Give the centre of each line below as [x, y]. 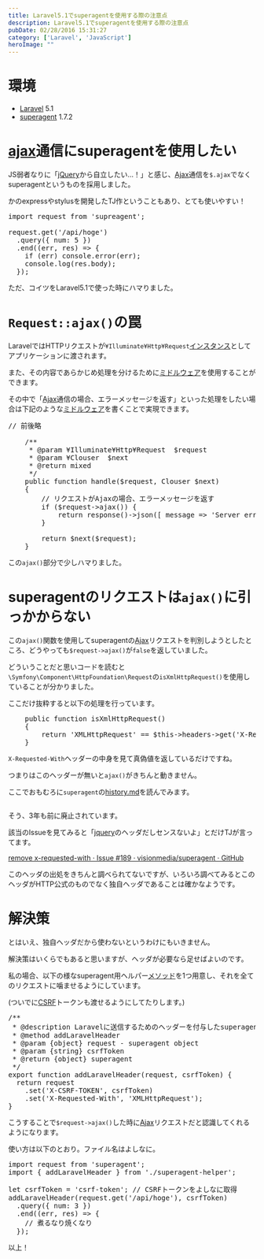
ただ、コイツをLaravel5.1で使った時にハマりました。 [93, 288]
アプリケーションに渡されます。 [60, 355]
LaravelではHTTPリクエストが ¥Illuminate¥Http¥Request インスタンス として [130, 345]
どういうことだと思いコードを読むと [67, 667]
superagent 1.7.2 [46, 117]
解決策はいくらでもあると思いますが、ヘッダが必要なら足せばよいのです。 [128, 959]
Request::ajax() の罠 [75, 323]
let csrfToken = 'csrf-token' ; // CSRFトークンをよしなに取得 [123, 1189]
